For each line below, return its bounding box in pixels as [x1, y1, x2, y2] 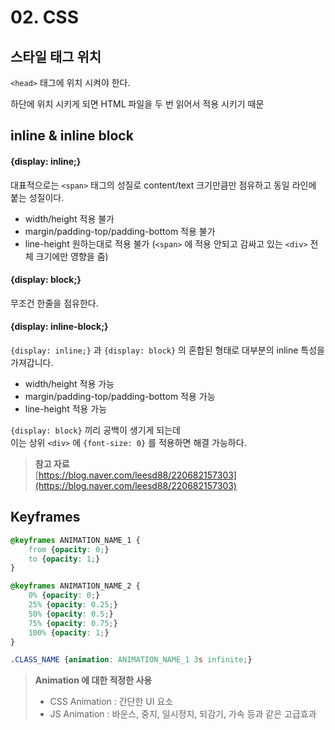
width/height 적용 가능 [24, 378, 115, 390]
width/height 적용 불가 [24, 212, 115, 225]
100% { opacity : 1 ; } [28, 627, 110, 638]
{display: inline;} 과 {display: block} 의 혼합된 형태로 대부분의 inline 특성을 [10, 344, 325, 356]
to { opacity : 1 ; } [28, 554, 101, 564]
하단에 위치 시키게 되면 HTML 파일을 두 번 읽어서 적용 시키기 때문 [10, 98, 265, 110]
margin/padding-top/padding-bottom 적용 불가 [24, 225, 216, 237]
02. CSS [10, 6, 80, 29]
